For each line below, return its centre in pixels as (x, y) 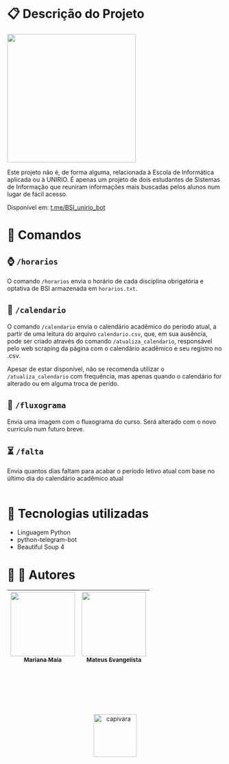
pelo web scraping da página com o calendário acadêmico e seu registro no (114, 348)
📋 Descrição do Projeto (76, 14)
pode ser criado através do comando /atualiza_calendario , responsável (110, 341)
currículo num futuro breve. (46, 429)
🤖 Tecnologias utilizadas (78, 513)
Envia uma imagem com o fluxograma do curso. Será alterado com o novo (112, 421)
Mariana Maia (43, 660)
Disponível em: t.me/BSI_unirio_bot (56, 207)
